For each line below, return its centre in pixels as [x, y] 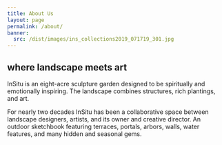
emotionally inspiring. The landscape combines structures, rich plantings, [111, 91]
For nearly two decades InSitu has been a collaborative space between [108, 112]
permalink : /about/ [35, 26]
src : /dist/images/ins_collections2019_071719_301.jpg [94, 39]
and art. [18, 98]
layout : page [26, 20]
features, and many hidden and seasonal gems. [75, 134]
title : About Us [30, 13]
